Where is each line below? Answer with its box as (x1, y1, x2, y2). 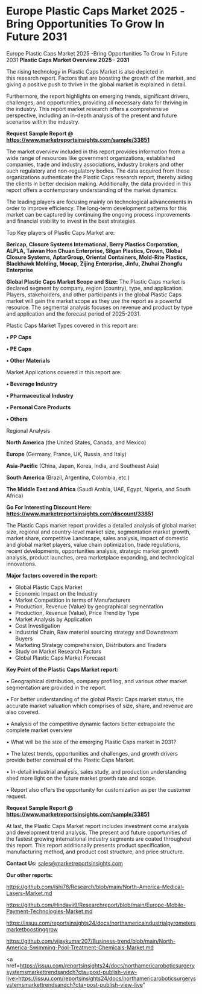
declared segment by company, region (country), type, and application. (6, 284, 183, 292)
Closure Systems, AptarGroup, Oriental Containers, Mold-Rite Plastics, (6, 253, 188, 261)
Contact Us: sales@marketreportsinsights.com (6, 859, 124, 867)
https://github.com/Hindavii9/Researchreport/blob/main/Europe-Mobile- (6, 901, 186, 908)
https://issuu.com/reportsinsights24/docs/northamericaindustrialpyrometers (6, 919, 196, 926)
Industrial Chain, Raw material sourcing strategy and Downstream (14, 628, 178, 636)
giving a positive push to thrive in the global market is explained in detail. (6, 80, 187, 88)
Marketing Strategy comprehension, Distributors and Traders (14, 641, 167, 648)
